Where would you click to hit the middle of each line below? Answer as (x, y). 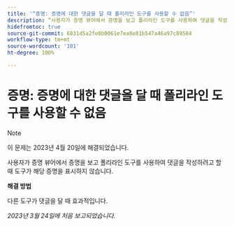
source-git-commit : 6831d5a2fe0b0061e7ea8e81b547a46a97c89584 (100, 33)
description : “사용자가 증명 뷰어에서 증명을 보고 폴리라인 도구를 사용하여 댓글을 (111, 20)
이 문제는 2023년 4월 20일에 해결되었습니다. (68, 147)
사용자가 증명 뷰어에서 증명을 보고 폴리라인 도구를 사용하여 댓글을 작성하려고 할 (115, 162)
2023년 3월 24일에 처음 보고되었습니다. (61, 216)
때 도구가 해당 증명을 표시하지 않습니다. (60, 171)
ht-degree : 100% (31, 53)
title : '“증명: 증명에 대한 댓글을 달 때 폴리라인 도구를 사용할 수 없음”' (102, 14)
